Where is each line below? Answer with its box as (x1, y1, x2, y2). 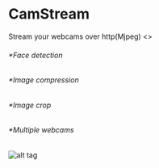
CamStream (8, 5, 90, 23)
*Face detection (8, 50, 63, 60)
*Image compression (8, 75, 79, 85)
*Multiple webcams (8, 125, 74, 135)
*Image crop (8, 100, 52, 110)
